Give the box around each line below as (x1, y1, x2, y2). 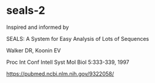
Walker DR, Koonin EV (6, 46, 61, 54)
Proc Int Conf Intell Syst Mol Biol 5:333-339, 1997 (6, 58, 130, 66)
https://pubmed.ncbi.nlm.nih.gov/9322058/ (6, 70, 114, 77)
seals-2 (6, 4, 45, 17)
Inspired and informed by (6, 23, 70, 31)
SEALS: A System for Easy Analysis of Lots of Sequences (6, 35, 150, 42)
